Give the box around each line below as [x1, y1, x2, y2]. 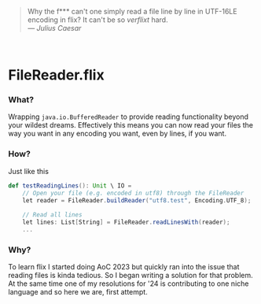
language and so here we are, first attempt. [8, 287, 148, 297]
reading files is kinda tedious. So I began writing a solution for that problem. [8, 271, 253, 280]
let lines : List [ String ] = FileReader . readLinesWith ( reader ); [22, 218, 230, 227]
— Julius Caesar [27, 24, 82, 32]
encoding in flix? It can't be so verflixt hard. [27, 15, 168, 24]
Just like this [8, 166, 50, 176]
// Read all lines [22, 211, 83, 219]
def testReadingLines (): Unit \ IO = [8, 181, 132, 190]
